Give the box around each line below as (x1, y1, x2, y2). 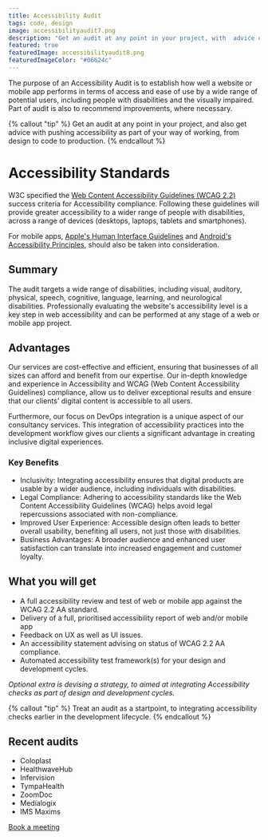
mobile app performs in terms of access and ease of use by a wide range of (8, 86, 258, 96)
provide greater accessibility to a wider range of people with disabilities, (8, 207, 246, 216)
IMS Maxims (19, 807, 61, 817)
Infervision (19, 773, 55, 783)
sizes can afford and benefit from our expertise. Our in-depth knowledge (8, 370, 247, 380)
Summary (8, 263, 58, 276)
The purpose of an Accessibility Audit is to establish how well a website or (8, 77, 253, 88)
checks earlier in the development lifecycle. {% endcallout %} (8, 711, 211, 721)
